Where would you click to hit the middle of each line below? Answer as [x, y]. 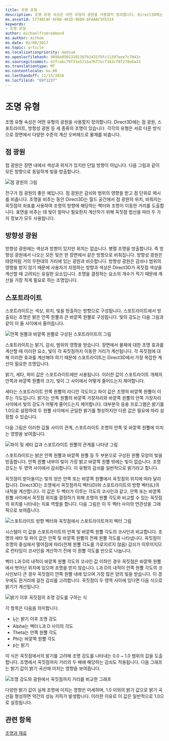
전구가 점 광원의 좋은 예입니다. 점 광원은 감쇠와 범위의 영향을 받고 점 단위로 [78, 193]
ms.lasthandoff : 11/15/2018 [35, 76]
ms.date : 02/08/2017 [27, 43]
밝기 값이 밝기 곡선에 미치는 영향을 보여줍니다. [55, 668]
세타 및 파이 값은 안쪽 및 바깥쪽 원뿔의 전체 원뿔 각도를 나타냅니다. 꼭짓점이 [88, 538]
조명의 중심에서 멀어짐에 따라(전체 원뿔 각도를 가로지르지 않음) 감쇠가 [73, 545]
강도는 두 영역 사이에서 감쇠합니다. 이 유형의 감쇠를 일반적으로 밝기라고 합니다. [82, 468]
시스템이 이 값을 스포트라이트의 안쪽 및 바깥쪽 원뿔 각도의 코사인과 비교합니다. [81, 532]
